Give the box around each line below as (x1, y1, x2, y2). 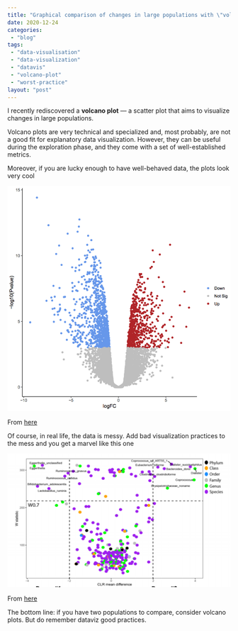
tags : (7, 41, 23, 49)
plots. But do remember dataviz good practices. (7, 615, 147, 624)
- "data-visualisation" (10, 49, 81, 56)
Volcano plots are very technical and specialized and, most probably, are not (7, 128, 231, 136)
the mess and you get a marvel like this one (7, 439, 135, 447)
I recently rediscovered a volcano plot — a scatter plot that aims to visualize (7, 106, 230, 115)
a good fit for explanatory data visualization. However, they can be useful (7, 135, 221, 144)
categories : (7, 26, 42, 33)
